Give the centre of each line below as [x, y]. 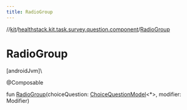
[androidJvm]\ [24, 70]
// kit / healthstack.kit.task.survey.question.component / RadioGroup [88, 29]
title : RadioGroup [30, 12]
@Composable [25, 82]
